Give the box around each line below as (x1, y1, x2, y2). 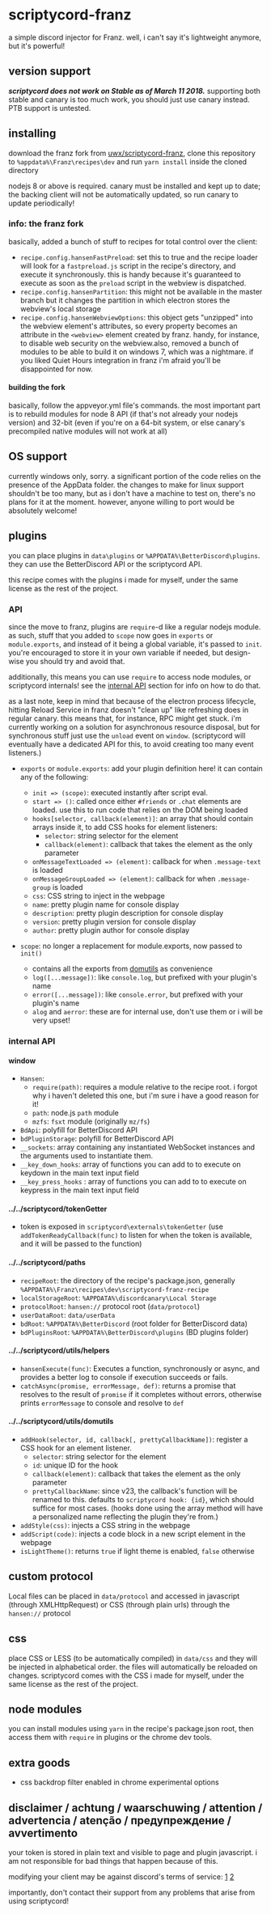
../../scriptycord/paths (8, 1257, 87, 1267)
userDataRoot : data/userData (19, 1310, 116, 1319)
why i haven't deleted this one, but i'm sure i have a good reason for (32, 1090, 259, 1101)
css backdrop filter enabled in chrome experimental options (19, 1777, 220, 1787)
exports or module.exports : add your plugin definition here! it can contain (19, 763, 263, 773)
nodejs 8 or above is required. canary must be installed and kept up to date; (8, 180, 261, 191)
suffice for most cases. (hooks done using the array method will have (32, 1503, 264, 1513)
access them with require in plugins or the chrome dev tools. (8, 1733, 213, 1743)
